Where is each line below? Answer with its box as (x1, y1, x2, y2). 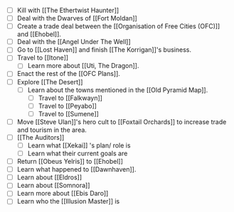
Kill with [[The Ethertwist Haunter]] (16, 6, 119, 14)
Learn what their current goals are (27, 149, 128, 157)
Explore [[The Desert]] (16, 77, 83, 86)
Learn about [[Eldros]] (16, 173, 83, 182)
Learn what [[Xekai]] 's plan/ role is (27, 141, 131, 150)
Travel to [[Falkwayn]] (38, 94, 102, 102)
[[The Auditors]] (16, 133, 65, 141)
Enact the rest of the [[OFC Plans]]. (16, 69, 120, 78)
